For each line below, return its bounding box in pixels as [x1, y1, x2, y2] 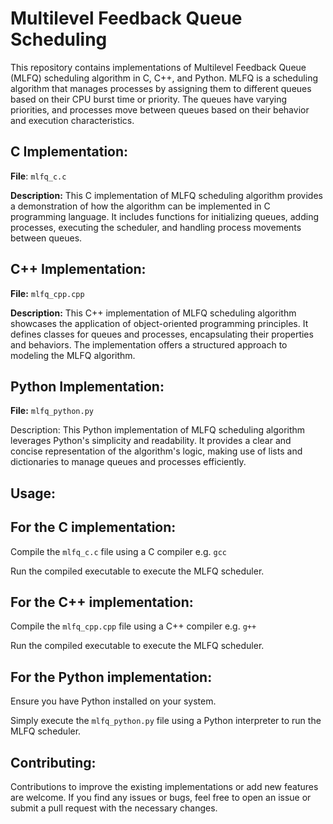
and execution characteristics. [10, 114, 135, 126]
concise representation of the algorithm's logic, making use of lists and [10, 445, 303, 457]
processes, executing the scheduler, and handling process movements [10, 221, 302, 233]
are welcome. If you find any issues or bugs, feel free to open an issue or [10, 792, 312, 804]
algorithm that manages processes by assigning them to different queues [10, 82, 312, 94]
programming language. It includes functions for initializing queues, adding [10, 210, 319, 222]
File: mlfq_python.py [10, 405, 94, 417]
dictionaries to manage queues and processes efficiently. [10, 456, 247, 468]
